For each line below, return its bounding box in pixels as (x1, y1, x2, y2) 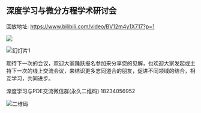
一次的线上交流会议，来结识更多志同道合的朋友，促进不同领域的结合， (16, 67, 190, 74)
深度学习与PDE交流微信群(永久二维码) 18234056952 (6, 87, 136, 94)
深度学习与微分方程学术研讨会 (6, 5, 117, 16)
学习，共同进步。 (11, 75, 54, 82)
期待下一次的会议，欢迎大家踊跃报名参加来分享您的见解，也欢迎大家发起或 (6, 60, 190, 67)
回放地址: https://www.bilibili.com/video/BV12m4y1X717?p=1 (6, 23, 155, 30)
